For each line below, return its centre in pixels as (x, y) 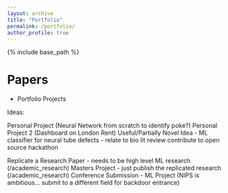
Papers (28, 80)
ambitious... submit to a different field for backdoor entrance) (93, 183)
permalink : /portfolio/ (41, 26)
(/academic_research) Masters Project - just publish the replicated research (114, 168)
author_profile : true (38, 33)
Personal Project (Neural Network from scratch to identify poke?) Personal (112, 126)
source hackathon (33, 148)
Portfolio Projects (42, 99)
